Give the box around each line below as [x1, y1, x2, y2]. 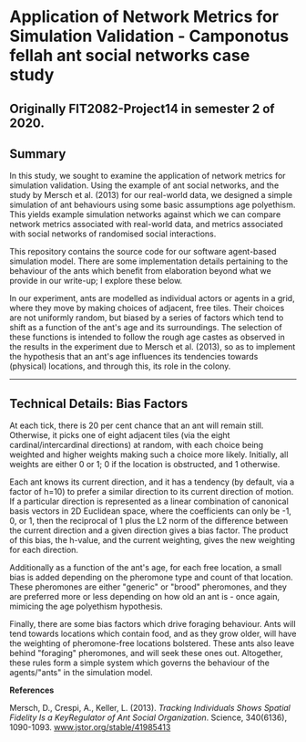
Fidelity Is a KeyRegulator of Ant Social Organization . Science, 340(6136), [9, 712, 288, 723]
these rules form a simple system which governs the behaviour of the [9, 657, 270, 668]
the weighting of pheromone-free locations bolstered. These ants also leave [9, 638, 295, 649]
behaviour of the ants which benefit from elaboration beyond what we [9, 266, 271, 277]
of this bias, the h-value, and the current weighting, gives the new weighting [9, 535, 296, 546]
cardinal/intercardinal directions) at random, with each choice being [9, 440, 264, 451]
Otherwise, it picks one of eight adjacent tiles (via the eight [9, 430, 230, 441]
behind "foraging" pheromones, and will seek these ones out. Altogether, [9, 648, 283, 659]
